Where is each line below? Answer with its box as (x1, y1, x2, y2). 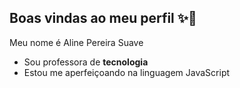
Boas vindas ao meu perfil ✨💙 (9, 10, 197, 27)
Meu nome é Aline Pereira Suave (9, 36, 144, 48)
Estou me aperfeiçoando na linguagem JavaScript (23, 66, 231, 78)
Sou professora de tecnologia (23, 56, 149, 68)
